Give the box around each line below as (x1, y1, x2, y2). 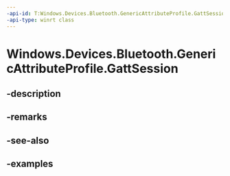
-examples (6, 158, 54, 170)
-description (6, 88, 61, 100)
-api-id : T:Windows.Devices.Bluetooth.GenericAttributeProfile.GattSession (6, 10, 228, 17)
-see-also (6, 135, 49, 146)
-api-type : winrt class (6, 16, 75, 23)
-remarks (6, 111, 47, 123)
